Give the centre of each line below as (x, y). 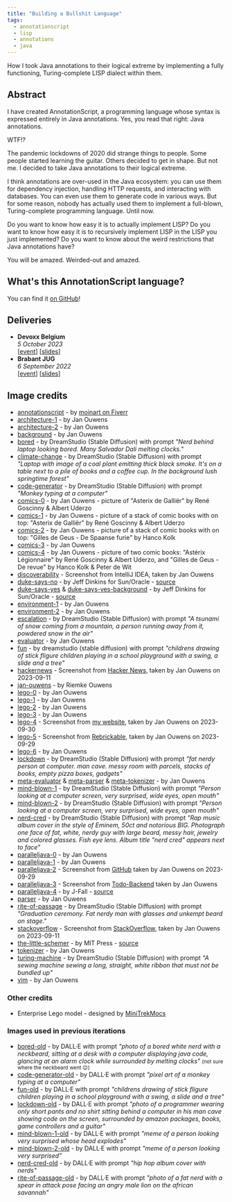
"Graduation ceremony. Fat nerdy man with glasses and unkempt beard (120, 914)
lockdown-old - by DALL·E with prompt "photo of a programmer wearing (121, 1103)
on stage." (32, 921)
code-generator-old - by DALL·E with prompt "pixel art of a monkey (113, 1074)
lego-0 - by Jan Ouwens (52, 693)
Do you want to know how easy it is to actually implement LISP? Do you (109, 224)
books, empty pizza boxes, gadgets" (70, 774)
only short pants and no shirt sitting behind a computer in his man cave (119, 1111)
